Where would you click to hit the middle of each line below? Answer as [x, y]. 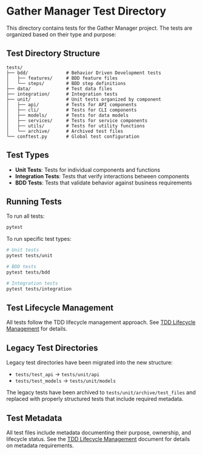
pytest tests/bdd [28, 272]
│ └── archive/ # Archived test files [65, 131]
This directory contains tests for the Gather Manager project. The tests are [99, 28]
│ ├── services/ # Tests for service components [77, 120]
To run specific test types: [39, 239]
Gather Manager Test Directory [86, 11]
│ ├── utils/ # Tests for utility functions [76, 126]
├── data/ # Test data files [59, 89]
